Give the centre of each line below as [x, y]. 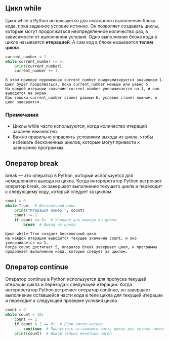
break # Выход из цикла [50, 224]
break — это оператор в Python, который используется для [69, 176]
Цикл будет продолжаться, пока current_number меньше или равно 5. [78, 85]
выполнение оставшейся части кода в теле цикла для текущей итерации [84, 295]
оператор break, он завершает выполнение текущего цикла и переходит [84, 186]
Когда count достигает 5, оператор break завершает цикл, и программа [81, 247]
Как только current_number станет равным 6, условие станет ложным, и [81, 98]
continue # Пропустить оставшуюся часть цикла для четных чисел [94, 329]
